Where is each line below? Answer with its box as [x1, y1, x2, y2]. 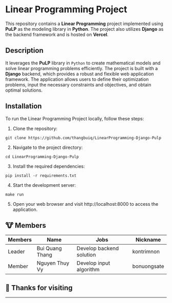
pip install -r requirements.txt [5, 173, 77, 178]
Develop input [76, 259, 111, 267]
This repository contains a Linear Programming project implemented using [5, 20, 164, 27]
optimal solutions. [5, 87, 42, 93]
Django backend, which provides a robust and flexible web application [5, 71, 154, 77]
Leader [8, 248, 25, 255]
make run [5, 192, 24, 197]
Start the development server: [12, 182, 76, 188]
